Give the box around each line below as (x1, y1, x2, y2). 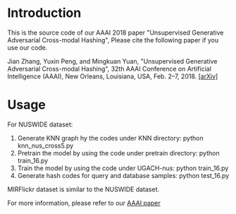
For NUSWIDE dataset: (7, 120, 73, 129)
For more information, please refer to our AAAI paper (7, 198, 161, 207)
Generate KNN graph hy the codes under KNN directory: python (17, 133, 204, 142)
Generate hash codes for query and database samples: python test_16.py (17, 171, 230, 179)
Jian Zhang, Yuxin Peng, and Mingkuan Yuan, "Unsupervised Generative (7, 57, 218, 65)
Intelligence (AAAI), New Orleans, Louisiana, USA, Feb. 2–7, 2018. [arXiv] (7, 72, 218, 81)
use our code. (7, 43, 48, 52)
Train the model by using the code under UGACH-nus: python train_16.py (17, 164, 229, 172)
